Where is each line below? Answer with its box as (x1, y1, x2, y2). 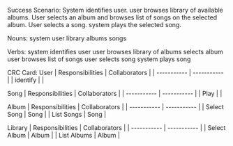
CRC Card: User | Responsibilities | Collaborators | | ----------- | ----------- (7, 69, 225, 76)
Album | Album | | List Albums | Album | (7, 131, 121, 139)
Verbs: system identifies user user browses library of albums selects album (7, 48, 223, 56)
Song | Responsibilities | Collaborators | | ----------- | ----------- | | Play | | (7, 90, 223, 97)
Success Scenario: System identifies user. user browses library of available (7, 6, 223, 14)
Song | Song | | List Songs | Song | (7, 111, 107, 118)
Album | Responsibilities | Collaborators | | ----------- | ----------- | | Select (7, 103, 225, 111)
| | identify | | (7, 76, 44, 84)
